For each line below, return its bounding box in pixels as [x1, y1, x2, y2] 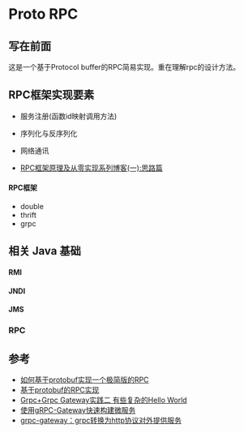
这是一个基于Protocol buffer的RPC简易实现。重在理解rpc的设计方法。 [8, 62, 241, 71]
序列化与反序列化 [19, 128, 78, 138]
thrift [19, 210, 36, 220]
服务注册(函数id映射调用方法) [19, 111, 118, 121]
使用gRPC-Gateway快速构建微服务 [19, 405, 136, 414]
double [19, 202, 45, 212]
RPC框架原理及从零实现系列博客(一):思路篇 [19, 163, 164, 173]
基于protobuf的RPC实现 [19, 384, 100, 394]
